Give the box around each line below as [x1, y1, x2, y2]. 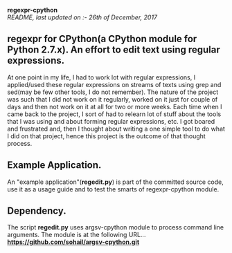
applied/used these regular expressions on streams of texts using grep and [7, 80, 222, 88]
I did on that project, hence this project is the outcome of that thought [7, 131, 206, 140]
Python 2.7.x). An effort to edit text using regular [7, 44, 220, 56]
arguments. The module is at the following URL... [7, 231, 146, 239]
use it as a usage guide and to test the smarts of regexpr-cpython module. [7, 185, 220, 193]
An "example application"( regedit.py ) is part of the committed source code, [7, 178, 224, 186]
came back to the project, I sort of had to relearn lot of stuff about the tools [7, 110, 222, 118]
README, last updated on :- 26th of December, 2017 [7, 13, 158, 21]
